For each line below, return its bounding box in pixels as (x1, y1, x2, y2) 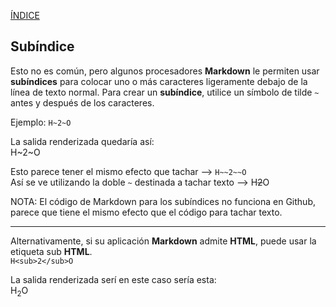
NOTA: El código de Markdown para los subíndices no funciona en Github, (10, 195, 316, 207)
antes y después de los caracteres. (10, 96, 155, 109)
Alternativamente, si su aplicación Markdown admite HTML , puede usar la (10, 235, 317, 247)
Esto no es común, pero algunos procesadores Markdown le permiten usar (10, 65, 320, 77)
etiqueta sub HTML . (10, 245, 93, 257)
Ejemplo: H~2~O (10, 116, 72, 128)
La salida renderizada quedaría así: (10, 135, 155, 147)
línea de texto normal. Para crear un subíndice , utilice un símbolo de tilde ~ (10, 86, 320, 98)
